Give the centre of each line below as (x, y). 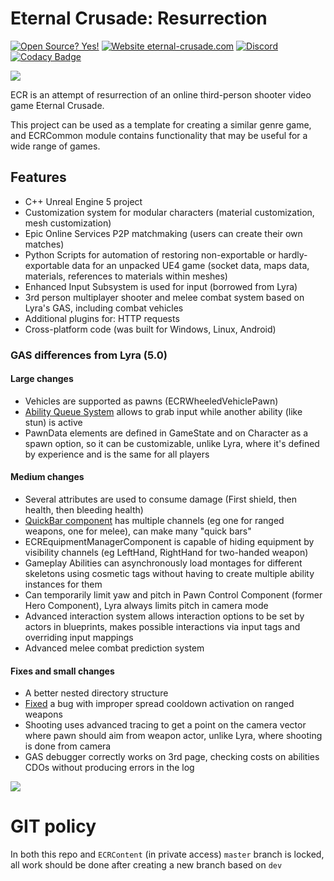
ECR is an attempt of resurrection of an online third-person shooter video (161, 94)
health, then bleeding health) (84, 510)
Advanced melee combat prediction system (114, 648)
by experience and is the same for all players (117, 454)
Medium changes (47, 477)
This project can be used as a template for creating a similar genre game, (161, 124)
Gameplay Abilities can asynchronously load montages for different (163, 563)
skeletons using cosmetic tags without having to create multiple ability (169, 574)
